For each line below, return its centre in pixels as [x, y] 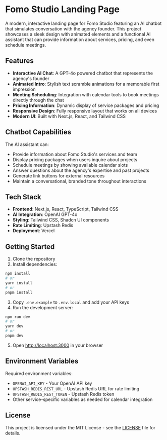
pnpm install [19, 292]
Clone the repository [34, 259]
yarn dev [14, 326]
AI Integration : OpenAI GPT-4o [45, 214]
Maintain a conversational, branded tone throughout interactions [79, 181]
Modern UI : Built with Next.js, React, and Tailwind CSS [69, 116]
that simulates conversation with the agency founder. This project [73, 28]
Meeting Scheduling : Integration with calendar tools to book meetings [86, 94]
